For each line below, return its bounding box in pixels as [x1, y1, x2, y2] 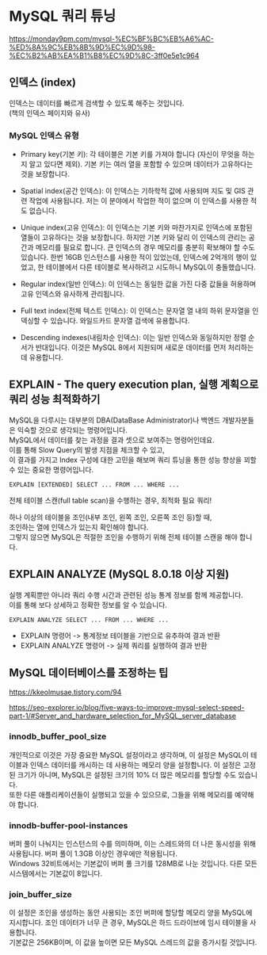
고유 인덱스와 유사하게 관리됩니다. [20, 289, 125, 299]
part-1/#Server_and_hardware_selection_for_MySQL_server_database [9, 711, 237, 721]
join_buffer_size [9, 889, 72, 900]
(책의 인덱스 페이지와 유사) [9, 108, 90, 117]
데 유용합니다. [20, 353, 64, 362]
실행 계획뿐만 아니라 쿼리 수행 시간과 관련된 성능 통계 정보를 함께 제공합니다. [9, 590, 244, 599]
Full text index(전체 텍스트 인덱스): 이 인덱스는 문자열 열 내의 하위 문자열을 [20, 306, 250, 315]
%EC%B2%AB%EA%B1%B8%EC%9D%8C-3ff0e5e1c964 [9, 51, 200, 60]
